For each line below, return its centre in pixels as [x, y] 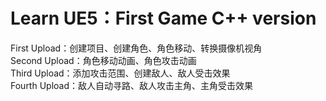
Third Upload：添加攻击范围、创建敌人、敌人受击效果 [120, 73]
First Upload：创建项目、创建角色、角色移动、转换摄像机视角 [136, 48]
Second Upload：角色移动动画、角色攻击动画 [103, 60]
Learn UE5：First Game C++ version [163, 18]
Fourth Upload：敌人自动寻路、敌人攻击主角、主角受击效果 [132, 85]
